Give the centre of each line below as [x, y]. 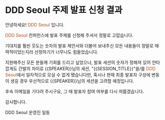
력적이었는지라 [19, 52]
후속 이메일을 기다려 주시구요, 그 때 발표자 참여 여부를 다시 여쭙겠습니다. [75, 91]
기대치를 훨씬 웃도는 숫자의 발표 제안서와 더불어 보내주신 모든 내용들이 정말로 [80, 45]
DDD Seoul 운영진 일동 [28, 112]
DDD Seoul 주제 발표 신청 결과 [64, 10]
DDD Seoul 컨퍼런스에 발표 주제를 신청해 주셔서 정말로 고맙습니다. [69, 35]
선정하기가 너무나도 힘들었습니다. [66, 52]
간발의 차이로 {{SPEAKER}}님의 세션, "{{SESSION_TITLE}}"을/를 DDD [87, 68]
